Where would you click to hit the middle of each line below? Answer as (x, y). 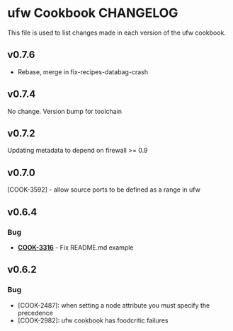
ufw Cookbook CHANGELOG (93, 13)
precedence (35, 313)
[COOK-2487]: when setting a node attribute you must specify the (114, 305)
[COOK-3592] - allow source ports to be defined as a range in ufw (104, 190)
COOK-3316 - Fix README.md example (75, 247)
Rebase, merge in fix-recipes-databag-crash (83, 71)
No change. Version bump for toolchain (65, 111)
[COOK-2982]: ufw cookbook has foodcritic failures (93, 320)
